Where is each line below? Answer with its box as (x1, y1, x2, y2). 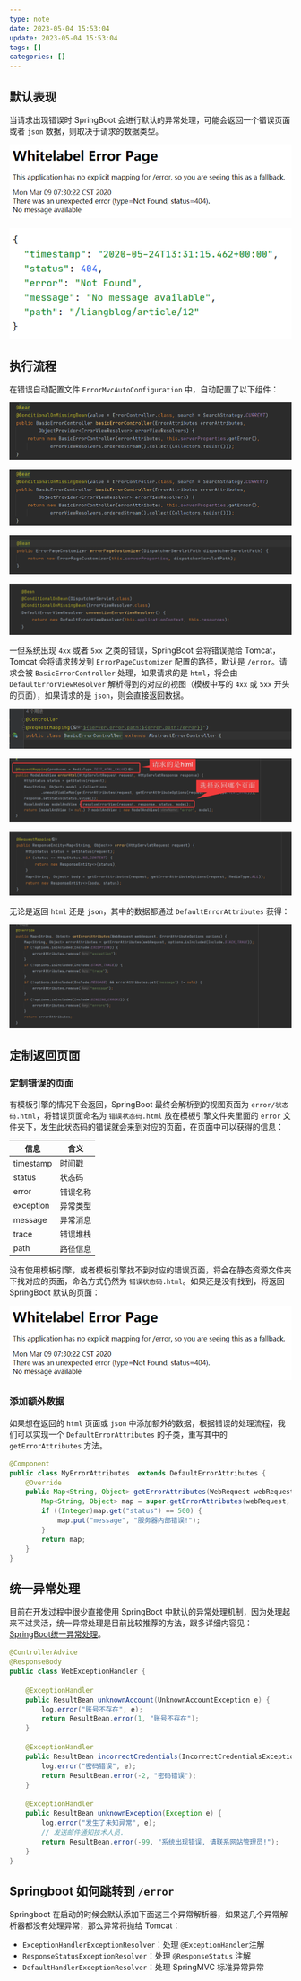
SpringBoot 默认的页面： (9, 1287, 100, 1298)
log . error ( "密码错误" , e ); (41, 1761, 137, 1771)
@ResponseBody (9, 1658, 63, 1667)
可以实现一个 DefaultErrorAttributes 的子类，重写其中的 (16, 1429, 228, 1440)
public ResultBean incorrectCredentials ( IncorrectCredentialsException (25, 1752, 298, 1761)
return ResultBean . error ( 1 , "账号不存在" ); (41, 1714, 200, 1723)
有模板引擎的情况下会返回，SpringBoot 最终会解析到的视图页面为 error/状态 (9, 1099, 289, 1110)
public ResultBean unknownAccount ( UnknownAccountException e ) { (25, 1695, 271, 1704)
